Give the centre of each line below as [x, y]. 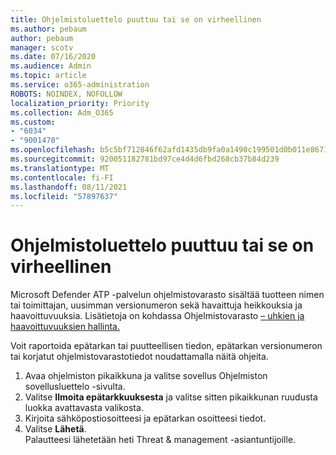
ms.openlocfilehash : [53, 150]
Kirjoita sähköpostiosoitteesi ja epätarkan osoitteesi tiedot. [145, 418]
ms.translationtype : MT [60, 168]
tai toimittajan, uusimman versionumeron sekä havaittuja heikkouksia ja [156, 305]
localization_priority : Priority [80, 103]
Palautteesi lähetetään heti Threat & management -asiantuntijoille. [160, 440]
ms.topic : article [48, 76]
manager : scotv [42, 47]
